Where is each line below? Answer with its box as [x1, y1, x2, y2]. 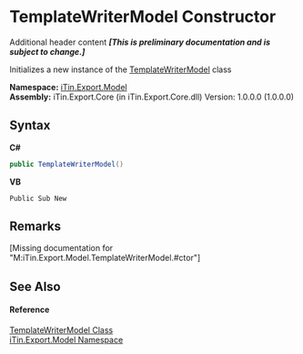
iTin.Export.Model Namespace [9, 335, 124, 346]
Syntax [9, 118, 51, 133]
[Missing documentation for [9, 243, 114, 254]
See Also [9, 278, 61, 294]
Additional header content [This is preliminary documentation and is [9, 36, 271, 47]
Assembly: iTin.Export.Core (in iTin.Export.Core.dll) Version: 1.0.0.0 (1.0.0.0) [9, 91, 294, 102]
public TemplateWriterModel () [9, 160, 125, 169]
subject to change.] [9, 46, 86, 57]
